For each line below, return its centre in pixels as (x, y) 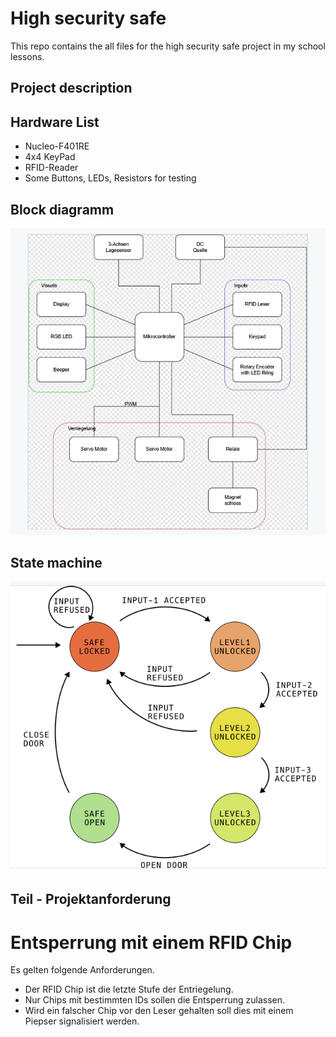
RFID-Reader (51, 168)
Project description (71, 88)
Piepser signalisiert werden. (82, 1021)
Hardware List (55, 122)
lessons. (27, 56)
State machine (56, 562)
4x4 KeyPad (50, 157)
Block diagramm (62, 209)
